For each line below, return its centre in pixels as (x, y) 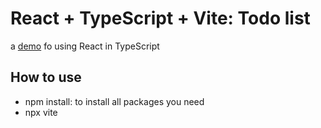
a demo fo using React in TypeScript (85, 46)
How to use (46, 77)
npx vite (41, 112)
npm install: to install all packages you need (114, 101)
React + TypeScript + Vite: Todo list (160, 18)
